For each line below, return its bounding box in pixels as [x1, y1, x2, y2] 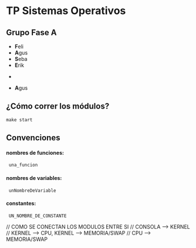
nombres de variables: [6, 175, 62, 181]
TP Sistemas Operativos [6, 4, 126, 18]
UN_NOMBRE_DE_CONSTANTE [8, 213, 67, 219]
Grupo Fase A [6, 28, 57, 38]
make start [6, 117, 33, 123]
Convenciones [6, 133, 60, 143]
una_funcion [8, 162, 38, 168]
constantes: [6, 200, 36, 207]
